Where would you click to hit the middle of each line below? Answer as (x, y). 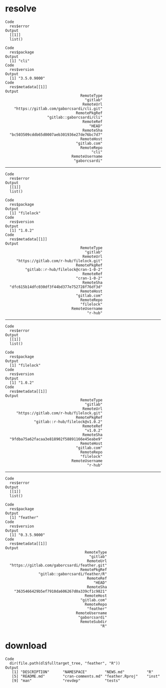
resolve (21, 9)
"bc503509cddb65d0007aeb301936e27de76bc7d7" (56, 134)
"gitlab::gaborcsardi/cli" (75, 117)
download (26, 646)
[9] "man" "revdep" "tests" (66, 681)
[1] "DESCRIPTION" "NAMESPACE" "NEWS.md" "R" (83, 672)
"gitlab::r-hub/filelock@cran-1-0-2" (64, 269)
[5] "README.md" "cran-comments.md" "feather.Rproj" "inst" (86, 676)
